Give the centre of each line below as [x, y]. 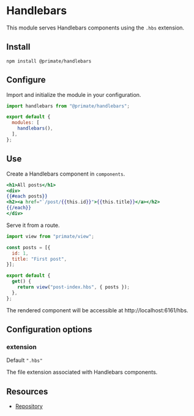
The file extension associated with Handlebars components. [82, 372]
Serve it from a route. [33, 225]
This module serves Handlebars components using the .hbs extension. [95, 28]
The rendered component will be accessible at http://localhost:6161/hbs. [97, 310]
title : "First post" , [39, 259]
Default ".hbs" [24, 360]
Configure [26, 80]
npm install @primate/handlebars [49, 61]
